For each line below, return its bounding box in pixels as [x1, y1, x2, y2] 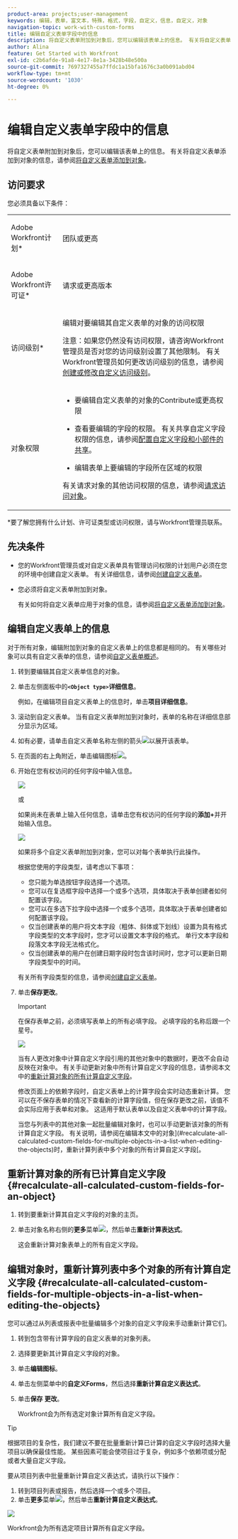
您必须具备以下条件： [7, 199, 69, 207]
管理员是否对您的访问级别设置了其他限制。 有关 [62, 346, 221, 356]
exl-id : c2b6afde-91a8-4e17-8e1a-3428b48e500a [7, 57, 147, 64]
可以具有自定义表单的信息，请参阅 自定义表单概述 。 [13, 652, 163, 660]
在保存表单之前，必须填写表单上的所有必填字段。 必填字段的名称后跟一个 [17, 1017, 231, 1025]
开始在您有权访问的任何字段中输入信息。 [17, 766, 136, 775]
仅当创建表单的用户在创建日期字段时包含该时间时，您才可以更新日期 [28, 948, 227, 957]
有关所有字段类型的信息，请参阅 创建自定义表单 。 [17, 972, 161, 981]
